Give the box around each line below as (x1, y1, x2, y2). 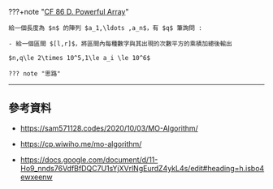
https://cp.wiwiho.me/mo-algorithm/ (19, 139, 142, 148)
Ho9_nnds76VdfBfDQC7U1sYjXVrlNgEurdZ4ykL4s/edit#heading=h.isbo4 (19, 163, 265, 173)
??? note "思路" (8, 70, 61, 78)
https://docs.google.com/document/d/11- (19, 154, 158, 165)
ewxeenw (19, 172, 53, 182)
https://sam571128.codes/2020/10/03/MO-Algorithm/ (19, 123, 199, 133)
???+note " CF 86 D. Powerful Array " (8, 7, 129, 16)
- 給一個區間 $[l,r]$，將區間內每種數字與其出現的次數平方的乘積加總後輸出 (8, 40, 233, 48)
